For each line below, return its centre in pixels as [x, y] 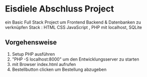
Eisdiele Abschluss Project [60, 9]
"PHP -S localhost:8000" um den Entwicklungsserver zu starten [75, 59]
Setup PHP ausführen [33, 54]
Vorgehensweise [31, 43]
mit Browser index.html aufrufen [44, 64]
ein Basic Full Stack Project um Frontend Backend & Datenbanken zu [73, 22]
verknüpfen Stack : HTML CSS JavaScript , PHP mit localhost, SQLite [73, 27]
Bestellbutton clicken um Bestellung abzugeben [59, 69]
